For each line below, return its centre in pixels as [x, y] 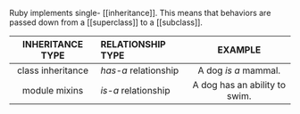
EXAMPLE [239, 50]
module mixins [53, 90]
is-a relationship [135, 90]
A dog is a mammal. [239, 70]
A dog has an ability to [239, 85]
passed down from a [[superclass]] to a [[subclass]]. [106, 22]
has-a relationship [140, 70]
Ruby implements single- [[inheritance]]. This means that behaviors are [140, 13]
